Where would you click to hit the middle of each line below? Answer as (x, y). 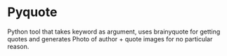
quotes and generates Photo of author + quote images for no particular (110, 38)
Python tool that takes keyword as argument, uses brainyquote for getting (114, 31)
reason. (18, 46)
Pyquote (32, 12)
